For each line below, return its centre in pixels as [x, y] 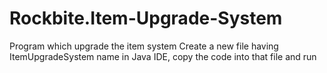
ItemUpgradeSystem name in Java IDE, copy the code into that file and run [163, 56]
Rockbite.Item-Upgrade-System [146, 18]
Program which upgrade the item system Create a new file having [144, 46]
